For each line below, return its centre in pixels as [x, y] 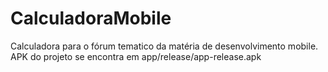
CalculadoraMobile [91, 18]
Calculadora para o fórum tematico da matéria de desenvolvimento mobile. [164, 46]
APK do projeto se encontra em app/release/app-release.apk [136, 56]
